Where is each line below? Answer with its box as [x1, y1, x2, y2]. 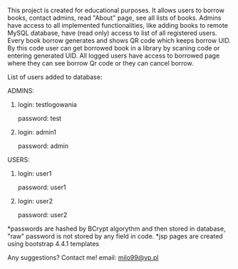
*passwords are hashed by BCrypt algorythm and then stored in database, [7, 224, 226, 233]
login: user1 [17, 169, 52, 177]
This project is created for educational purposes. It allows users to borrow [7, 6, 224, 14]
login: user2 [17, 197, 53, 205]
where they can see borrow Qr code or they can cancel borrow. [7, 59, 194, 67]
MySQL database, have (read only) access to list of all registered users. [7, 28, 217, 37]
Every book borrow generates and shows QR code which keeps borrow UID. [7, 36, 232, 45]
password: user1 [17, 183, 66, 191]
